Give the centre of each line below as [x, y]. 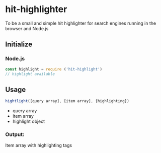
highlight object [29, 121]
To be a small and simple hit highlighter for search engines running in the [81, 23]
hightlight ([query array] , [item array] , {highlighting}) [67, 101]
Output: [15, 134]
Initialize [19, 45]
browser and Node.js [27, 28]
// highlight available [30, 74]
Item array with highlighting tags [38, 145]
